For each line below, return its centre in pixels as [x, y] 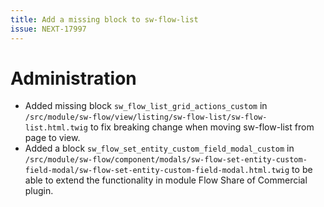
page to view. [52, 138]
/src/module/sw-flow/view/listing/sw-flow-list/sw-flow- [146, 117]
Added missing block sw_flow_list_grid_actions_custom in [146, 106]
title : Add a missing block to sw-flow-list [104, 19]
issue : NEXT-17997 [48, 29]
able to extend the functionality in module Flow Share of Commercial [166, 180]
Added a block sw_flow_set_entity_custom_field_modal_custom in [159, 148]
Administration [73, 78]
